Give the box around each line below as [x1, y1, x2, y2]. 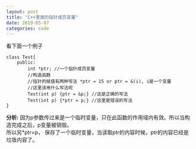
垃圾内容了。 [6, 136, 38, 144]
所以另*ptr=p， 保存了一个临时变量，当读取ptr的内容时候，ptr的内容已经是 [6, 129, 189, 136]
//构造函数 [27, 72, 51, 78]
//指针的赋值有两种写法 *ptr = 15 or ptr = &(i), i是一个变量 [27, 79, 172, 85]
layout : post [6, 8, 39, 15]
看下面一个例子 [6, 42, 43, 49]
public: [17, 60, 36, 66]
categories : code [6, 25, 49, 32]
